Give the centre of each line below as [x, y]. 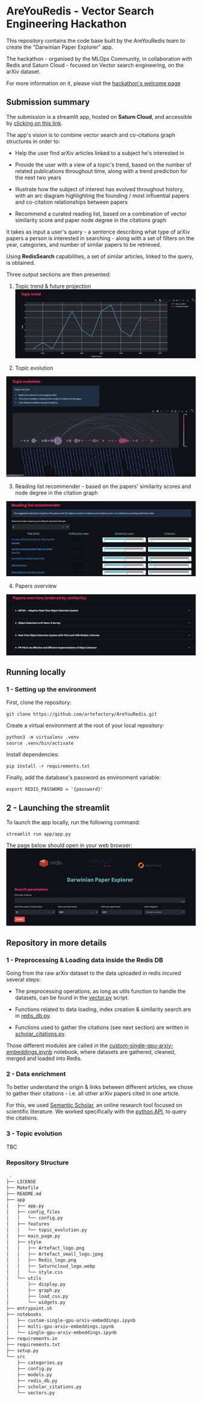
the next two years [38, 177]
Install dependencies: [33, 755]
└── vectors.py [36, 1393]
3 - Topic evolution [34, 1134]
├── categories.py [40, 1362]
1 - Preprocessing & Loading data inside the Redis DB [85, 960]
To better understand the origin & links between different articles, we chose [100, 1087]
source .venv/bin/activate [40, 743]
